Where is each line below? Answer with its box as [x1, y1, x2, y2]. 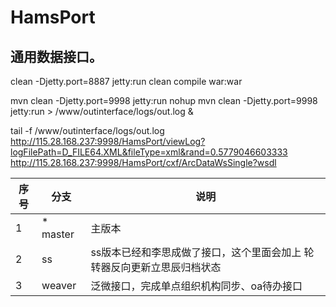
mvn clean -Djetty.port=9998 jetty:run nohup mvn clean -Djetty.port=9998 [10, 95, 318, 106]
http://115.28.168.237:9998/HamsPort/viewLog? [10, 136, 206, 147]
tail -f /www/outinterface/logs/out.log [10, 125, 165, 136]
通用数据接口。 [10, 48, 103, 65]
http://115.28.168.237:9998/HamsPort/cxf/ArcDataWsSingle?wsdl [10, 157, 277, 168]
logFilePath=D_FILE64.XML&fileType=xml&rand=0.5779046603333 [10, 146, 288, 158]
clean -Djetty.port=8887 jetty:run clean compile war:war [10, 76, 243, 87]
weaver [41, 279, 77, 292]
